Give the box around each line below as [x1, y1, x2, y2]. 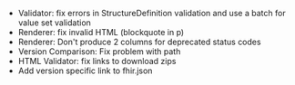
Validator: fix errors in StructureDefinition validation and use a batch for [17, 8, 286, 18]
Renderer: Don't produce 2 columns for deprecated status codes [17, 36, 261, 47]
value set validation [17, 17, 91, 28]
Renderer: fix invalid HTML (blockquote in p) [17, 27, 185, 37]
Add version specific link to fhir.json [17, 65, 153, 76]
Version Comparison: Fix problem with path [17, 46, 181, 57]
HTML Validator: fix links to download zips [17, 56, 177, 66]
